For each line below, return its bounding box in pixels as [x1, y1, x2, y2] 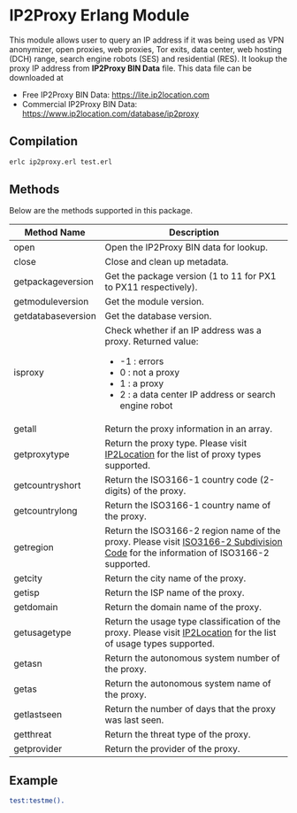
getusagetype [13, 626, 72, 639]
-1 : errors [119, 355, 164, 368]
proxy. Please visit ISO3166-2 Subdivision [104, 536, 283, 548]
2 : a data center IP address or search [119, 389, 276, 401]
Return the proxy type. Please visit [104, 437, 247, 450]
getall [13, 422, 37, 435]
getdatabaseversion [13, 310, 97, 322]
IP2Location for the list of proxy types [104, 448, 262, 461]
